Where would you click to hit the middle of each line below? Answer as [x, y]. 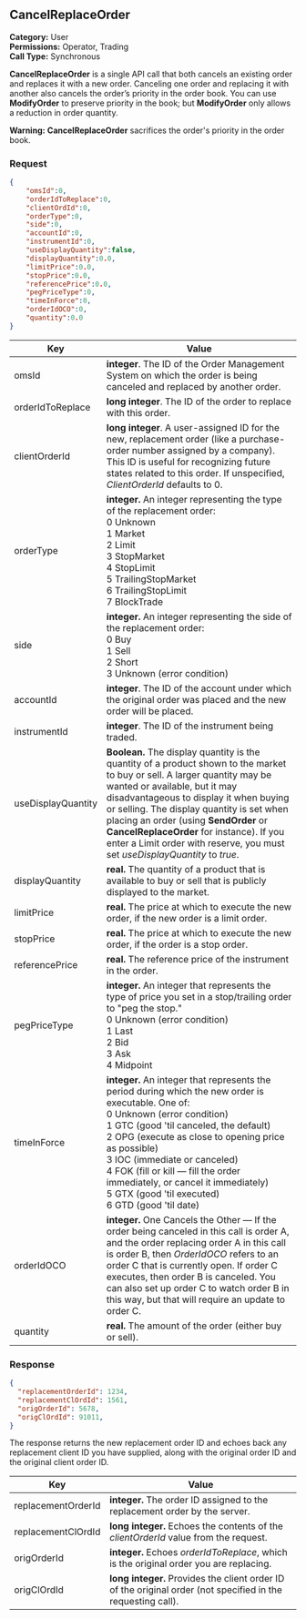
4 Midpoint [129, 1064]
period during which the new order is [185, 1091]
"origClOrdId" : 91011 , [61, 1417]
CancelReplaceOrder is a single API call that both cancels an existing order [151, 74]
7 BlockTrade [135, 602]
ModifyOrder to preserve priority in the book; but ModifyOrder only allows [150, 103]
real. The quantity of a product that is [186, 869]
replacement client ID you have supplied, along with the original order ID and [153, 1452]
